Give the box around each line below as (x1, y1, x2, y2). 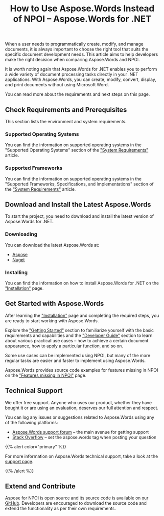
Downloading (5, 231, 38, 238)
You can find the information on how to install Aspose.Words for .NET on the (5, 280, 159, 286)
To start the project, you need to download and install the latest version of (5, 213, 154, 219)
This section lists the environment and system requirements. (5, 119, 127, 124)
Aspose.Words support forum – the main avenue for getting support (12, 429, 149, 435)
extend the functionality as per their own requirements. (5, 506, 116, 512)
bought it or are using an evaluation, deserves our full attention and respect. (5, 405, 159, 411)
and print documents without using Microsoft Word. (5, 82, 109, 88)
